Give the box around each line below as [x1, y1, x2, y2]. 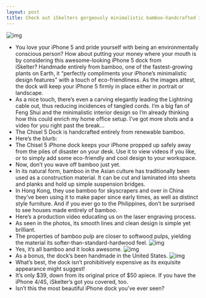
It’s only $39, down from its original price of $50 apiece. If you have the [15, 271, 196, 279]
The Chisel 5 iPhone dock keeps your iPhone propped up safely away [15, 141, 191, 148]
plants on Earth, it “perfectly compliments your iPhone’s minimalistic [15, 69, 187, 77]
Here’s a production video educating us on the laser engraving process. [15, 213, 196, 220]
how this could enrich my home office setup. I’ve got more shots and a [15, 115, 194, 123]
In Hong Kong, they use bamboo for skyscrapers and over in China [15, 186, 184, 194]
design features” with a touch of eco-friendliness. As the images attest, [15, 76, 196, 83]
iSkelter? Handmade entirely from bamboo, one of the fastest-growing [15, 63, 193, 71]
